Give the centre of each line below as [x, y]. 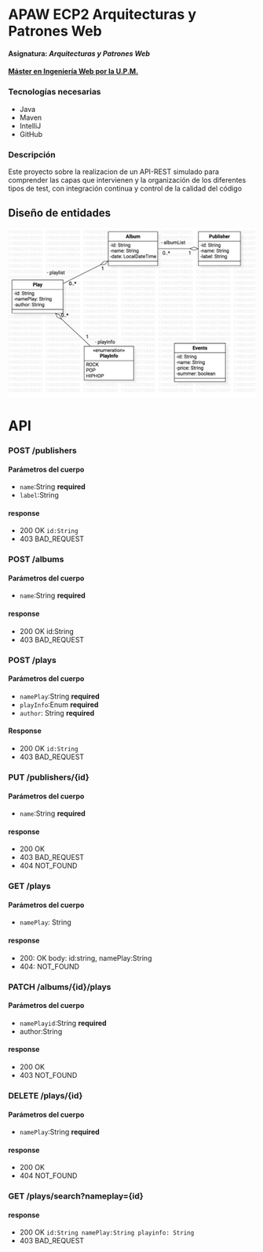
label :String [39, 495]
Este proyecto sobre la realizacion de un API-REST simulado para [114, 172]
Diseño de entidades [60, 213]
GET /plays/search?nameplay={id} [76, 1196]
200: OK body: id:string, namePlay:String [86, 958]
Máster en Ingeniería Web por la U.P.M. [73, 72]
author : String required [57, 713]
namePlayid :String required [63, 1023]
